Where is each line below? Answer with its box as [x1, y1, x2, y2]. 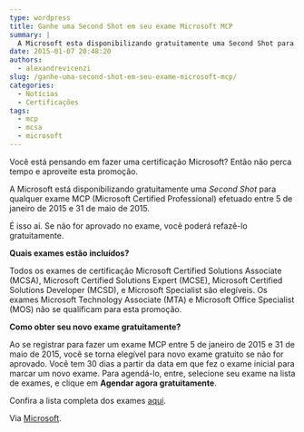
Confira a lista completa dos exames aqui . [9, 395, 166, 406]
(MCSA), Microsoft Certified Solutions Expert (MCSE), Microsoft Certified [9, 274, 283, 286]
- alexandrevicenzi [17, 64, 92, 74]
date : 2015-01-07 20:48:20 [9, 47, 112, 56]
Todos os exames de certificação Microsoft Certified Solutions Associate [9, 265, 282, 276]
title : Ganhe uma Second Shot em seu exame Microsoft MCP [9, 22, 233, 31]
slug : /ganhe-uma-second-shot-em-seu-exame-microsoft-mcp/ [9, 73, 238, 82]
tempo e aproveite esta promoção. [9, 165, 139, 177]
